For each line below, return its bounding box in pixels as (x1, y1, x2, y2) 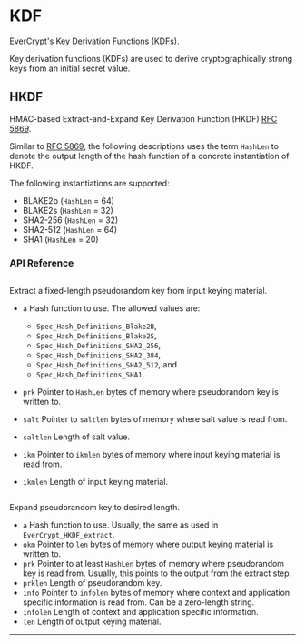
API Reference (9, 257, 74, 269)
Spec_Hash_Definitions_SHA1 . (35, 369, 145, 380)
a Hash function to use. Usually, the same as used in (22, 519, 219, 530)
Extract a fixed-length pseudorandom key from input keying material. (9, 286, 268, 297)
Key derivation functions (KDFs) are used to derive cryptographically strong (9, 53, 293, 64)
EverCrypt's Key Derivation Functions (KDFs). (9, 35, 180, 46)
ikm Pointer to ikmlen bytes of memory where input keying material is (22, 449, 280, 460)
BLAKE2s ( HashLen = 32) (22, 205, 113, 216)
